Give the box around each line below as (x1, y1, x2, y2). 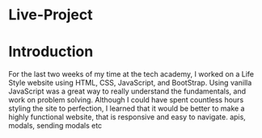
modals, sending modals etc (8, 121, 103, 131)
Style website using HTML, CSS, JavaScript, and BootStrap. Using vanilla (8, 78, 252, 88)
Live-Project (8, 6, 93, 24)
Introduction (8, 43, 94, 61)
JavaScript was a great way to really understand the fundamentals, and (8, 86, 247, 96)
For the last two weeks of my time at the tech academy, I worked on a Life (8, 69, 255, 79)
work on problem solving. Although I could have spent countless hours (8, 95, 244, 105)
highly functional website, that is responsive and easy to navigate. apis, (8, 112, 247, 122)
